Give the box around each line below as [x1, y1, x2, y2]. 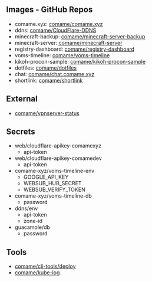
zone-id [23, 218, 43, 225]
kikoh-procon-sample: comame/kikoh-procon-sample [14, 58, 146, 65]
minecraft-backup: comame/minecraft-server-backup [14, 32, 146, 40]
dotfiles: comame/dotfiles [14, 64, 77, 71]
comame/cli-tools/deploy [14, 263, 76, 270]
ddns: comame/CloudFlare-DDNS [14, 27, 97, 34]
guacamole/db [14, 224, 50, 231]
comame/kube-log [14, 269, 60, 276]
